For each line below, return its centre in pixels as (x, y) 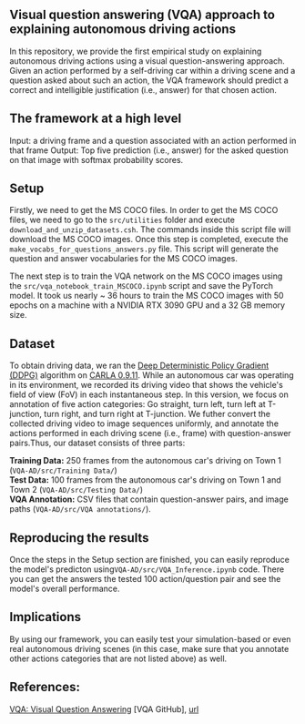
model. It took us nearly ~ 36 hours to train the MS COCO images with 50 (147, 296)
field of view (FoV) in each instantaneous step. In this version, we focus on (149, 394)
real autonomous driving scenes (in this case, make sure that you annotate (149, 648)
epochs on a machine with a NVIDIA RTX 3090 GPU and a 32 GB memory (147, 305)
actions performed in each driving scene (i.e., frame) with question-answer (150, 433)
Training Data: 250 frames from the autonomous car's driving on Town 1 (146, 461)
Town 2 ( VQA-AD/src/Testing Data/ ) (76, 490)
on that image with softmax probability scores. (97, 159)
